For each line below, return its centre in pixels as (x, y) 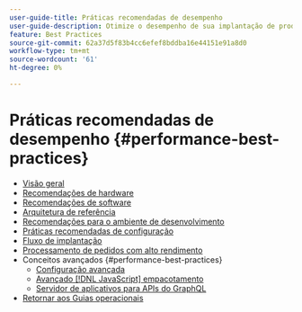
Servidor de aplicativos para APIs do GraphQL (121, 288)
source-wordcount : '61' (54, 59)
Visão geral (43, 183)
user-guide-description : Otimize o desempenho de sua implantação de (142, 26)
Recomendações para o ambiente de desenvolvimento (123, 221)
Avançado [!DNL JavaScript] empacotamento (120, 279)
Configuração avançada (80, 269)
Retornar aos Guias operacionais (83, 298)
